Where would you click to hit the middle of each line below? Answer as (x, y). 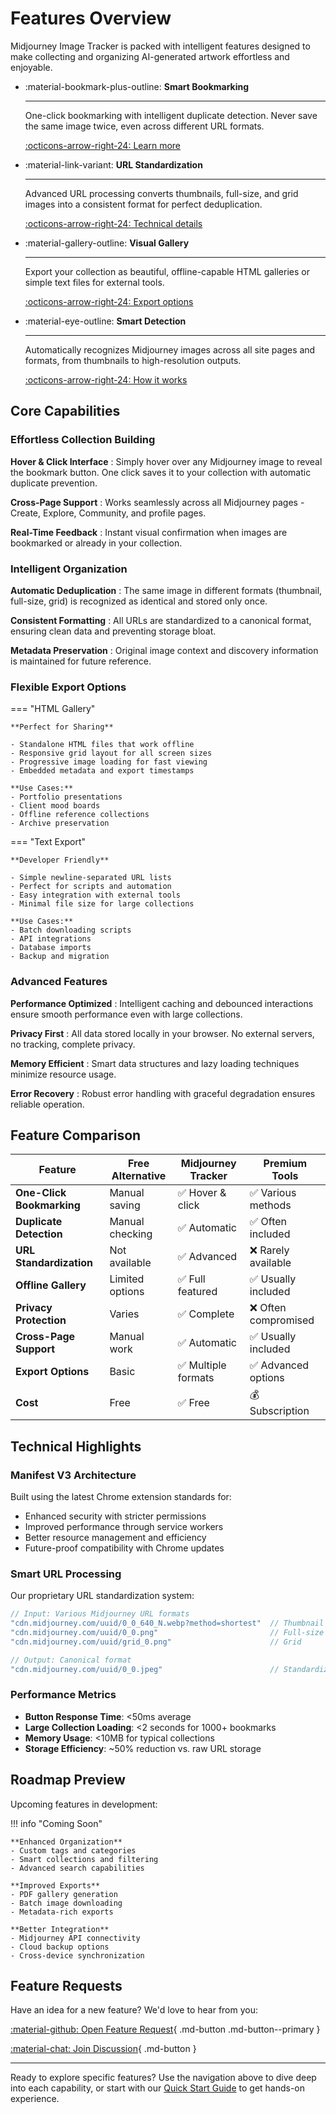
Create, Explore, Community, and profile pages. (108, 513)
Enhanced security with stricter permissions (115, 1516)
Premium (285, 1164)
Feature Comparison (76, 1135)
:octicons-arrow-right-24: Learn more (103, 145)
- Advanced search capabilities (77, 1868)
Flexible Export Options (68, 687)
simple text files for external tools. (94, 282)
